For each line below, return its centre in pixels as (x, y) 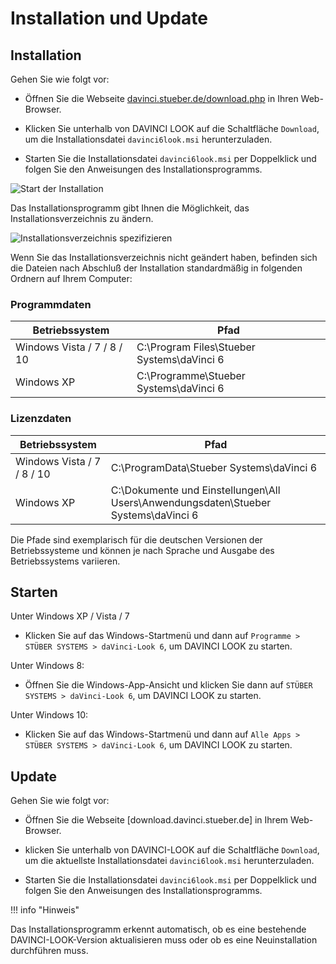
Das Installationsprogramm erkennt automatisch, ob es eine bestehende (158, 929)
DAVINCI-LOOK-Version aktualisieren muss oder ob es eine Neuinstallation (164, 940)
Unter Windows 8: (47, 666)
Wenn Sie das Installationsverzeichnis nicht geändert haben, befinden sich (164, 257)
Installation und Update (109, 18)
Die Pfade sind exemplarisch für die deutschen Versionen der (136, 539)
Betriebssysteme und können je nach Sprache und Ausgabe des (142, 550)
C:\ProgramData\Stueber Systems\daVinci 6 (214, 467)
